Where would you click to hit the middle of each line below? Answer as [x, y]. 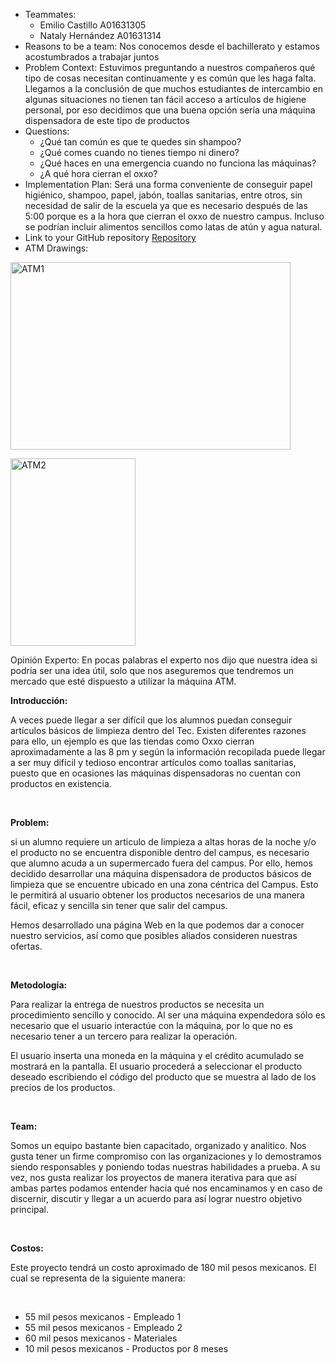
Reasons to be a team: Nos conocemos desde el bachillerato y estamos [172, 46]
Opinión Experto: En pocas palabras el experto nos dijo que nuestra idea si [164, 660]
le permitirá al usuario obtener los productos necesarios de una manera [157, 895]
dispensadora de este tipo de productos [107, 120]
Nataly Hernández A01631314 [100, 35]
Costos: [27, 1248]
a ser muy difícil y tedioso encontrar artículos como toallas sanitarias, [153, 762]
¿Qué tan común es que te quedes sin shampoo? [140, 142]
